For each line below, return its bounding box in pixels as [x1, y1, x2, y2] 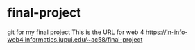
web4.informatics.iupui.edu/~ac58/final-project [7, 35, 143, 43]
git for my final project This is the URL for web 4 [7, 28, 144, 36]
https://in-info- [145, 28, 188, 36]
